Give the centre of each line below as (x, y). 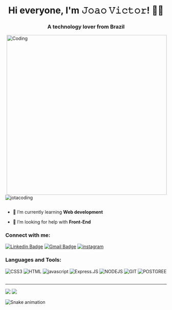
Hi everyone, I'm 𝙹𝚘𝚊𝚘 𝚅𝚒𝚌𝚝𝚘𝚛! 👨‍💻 (86, 10)
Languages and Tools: (33, 259)
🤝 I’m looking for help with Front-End (52, 222)
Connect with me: (28, 235)
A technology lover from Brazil (86, 27)
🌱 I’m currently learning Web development (58, 212)
